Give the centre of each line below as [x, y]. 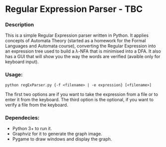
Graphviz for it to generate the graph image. [57, 134]
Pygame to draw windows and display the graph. [62, 139]
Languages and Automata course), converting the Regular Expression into [81, 46]
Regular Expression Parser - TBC [74, 9]
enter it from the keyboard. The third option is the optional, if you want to [79, 99]
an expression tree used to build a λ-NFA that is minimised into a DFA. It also [83, 51]
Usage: [14, 74]
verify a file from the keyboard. [37, 105]
